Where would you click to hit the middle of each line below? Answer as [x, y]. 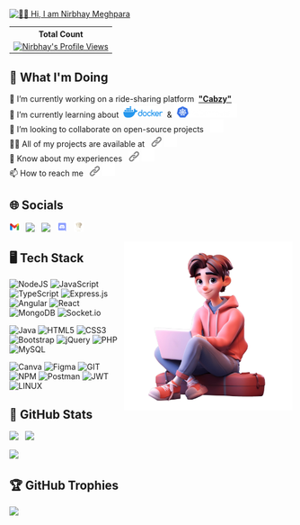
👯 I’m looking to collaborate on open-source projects [106, 130]
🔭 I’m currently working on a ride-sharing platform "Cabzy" [120, 99]
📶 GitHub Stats [51, 414]
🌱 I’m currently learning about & [91, 115]
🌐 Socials [37, 205]
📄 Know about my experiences [66, 158]
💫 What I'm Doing [59, 77]
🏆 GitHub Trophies [64, 485]
